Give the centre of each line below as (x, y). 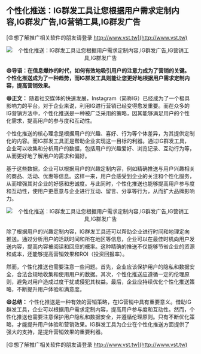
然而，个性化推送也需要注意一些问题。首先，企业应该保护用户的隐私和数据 (98, 267)
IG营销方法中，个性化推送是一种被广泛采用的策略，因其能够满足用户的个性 (98, 113)
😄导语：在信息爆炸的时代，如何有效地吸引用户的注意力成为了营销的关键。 (98, 70)
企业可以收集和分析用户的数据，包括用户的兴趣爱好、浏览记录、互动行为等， (100, 148)
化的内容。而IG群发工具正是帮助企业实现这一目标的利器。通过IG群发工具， (98, 141)
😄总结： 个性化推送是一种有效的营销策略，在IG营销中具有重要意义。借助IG (99, 302)
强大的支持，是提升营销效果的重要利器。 (56, 332)
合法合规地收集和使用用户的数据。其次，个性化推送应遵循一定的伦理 (100, 274)
